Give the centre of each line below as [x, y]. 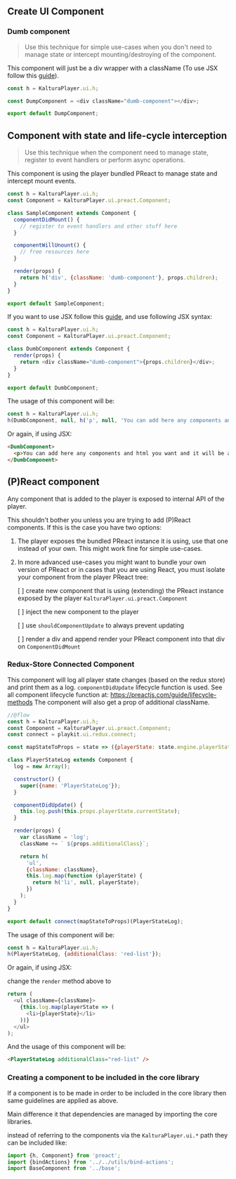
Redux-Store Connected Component [71, 665]
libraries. [20, 1121]
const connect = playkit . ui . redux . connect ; [72, 735]
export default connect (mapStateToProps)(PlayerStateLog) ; [96, 921]
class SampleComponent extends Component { [72, 213]
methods [20, 702]
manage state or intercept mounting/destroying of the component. [120, 54]
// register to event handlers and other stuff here [99, 226]
